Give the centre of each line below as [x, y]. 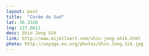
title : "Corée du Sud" [35, 17]
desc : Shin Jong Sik [32, 33]
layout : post [22, 11]
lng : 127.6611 [24, 28]
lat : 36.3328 [22, 22]
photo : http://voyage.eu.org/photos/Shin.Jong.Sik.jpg [75, 44]
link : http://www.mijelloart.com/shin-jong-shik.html [74, 38]
